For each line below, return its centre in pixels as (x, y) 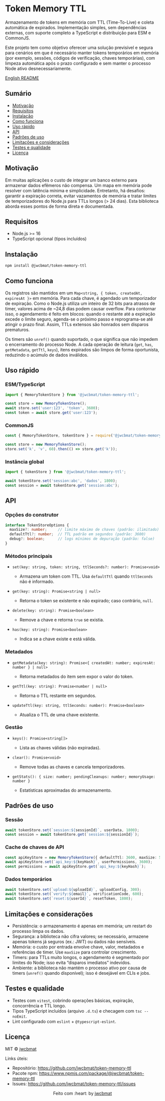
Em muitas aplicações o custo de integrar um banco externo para (71, 180)
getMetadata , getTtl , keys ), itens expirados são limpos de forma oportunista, (82, 349)
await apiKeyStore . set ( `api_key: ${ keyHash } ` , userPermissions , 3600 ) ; (79, 862)
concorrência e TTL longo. (39, 1006)
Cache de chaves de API (35, 847)
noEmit (19, 1017)
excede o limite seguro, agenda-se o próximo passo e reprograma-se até (79, 319)
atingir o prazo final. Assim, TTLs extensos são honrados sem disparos (77, 324)
